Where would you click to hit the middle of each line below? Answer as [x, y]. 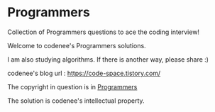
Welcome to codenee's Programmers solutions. [77, 45]
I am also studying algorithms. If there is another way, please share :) [108, 59]
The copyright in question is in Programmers [72, 86]
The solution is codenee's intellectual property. [76, 101]
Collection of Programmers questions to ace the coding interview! [104, 32]
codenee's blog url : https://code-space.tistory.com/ [84, 73]
